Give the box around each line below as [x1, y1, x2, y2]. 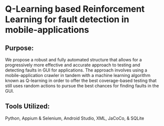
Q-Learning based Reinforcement [5, 3, 145, 15]
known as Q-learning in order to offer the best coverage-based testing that [5, 77, 157, 83]
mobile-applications [5, 25, 89, 35]
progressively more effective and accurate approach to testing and [5, 62, 140, 68]
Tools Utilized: [5, 102, 50, 111]
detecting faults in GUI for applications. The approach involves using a [5, 67, 147, 73]
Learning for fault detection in [5, 14, 129, 25]
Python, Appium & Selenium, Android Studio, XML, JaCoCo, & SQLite [5, 115, 144, 121]
